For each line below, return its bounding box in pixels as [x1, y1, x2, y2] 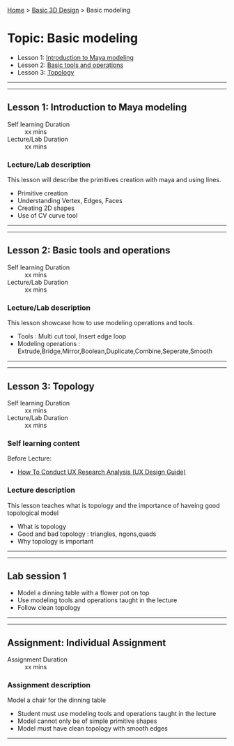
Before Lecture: [7, 454, 52, 463]
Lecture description [7, 485, 75, 495]
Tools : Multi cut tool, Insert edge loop [17, 332, 127, 341]
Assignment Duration [7, 655, 68, 664]
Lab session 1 [7, 570, 67, 582]
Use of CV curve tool [17, 211, 78, 220]
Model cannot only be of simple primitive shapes [17, 717, 157, 725]
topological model [7, 509, 59, 517]
